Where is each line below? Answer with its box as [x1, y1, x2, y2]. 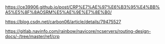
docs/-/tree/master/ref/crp [5, 34, 60, 39]
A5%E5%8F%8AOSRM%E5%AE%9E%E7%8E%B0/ [5, 9, 112, 15]
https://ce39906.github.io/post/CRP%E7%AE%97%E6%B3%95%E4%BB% [5, 4, 160, 10]
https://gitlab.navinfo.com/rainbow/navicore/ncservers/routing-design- [5, 28, 151, 34]
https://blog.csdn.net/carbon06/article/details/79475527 [5, 19, 121, 24]
